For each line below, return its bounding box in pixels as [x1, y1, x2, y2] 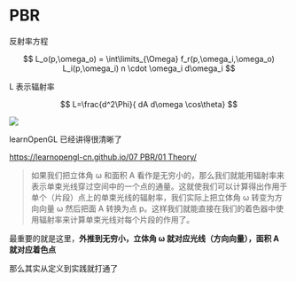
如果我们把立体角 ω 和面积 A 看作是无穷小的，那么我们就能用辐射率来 [30, 169, 285, 180]
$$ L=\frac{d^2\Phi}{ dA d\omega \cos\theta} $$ [60, 98, 238, 109]
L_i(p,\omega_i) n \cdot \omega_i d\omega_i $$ [62, 63, 236, 74]
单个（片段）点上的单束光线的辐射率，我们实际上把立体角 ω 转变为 [30, 192, 275, 202]
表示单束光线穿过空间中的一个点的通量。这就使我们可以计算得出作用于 [30, 181, 288, 192]
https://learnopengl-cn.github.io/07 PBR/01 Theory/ [9, 152, 198, 162]
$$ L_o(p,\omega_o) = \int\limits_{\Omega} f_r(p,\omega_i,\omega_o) [23, 53, 275, 64]
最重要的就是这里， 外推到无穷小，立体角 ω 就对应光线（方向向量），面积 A [9, 232, 280, 244]
